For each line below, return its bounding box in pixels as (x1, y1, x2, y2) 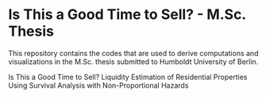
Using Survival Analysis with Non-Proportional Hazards (8, 81, 189, 90)
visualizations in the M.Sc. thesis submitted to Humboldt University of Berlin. (8, 57, 259, 66)
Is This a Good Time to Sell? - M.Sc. (8, 6, 246, 24)
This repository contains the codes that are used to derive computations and (8, 48, 259, 58)
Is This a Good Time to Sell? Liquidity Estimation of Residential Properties (8, 72, 248, 81)
